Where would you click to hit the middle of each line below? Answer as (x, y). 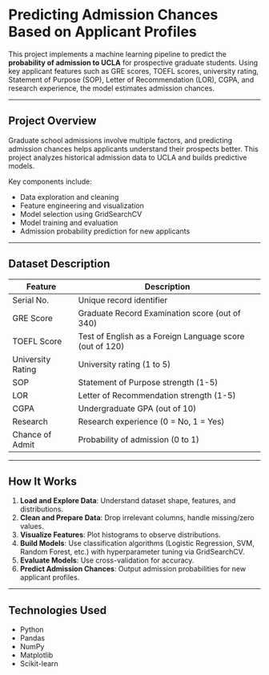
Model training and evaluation (69, 222)
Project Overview (52, 121)
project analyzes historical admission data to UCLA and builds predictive (128, 157)
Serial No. (31, 300)
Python (32, 630)
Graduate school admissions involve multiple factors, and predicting (120, 140)
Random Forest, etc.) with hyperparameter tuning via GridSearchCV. (132, 552)
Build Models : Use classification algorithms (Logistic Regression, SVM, (137, 543)
